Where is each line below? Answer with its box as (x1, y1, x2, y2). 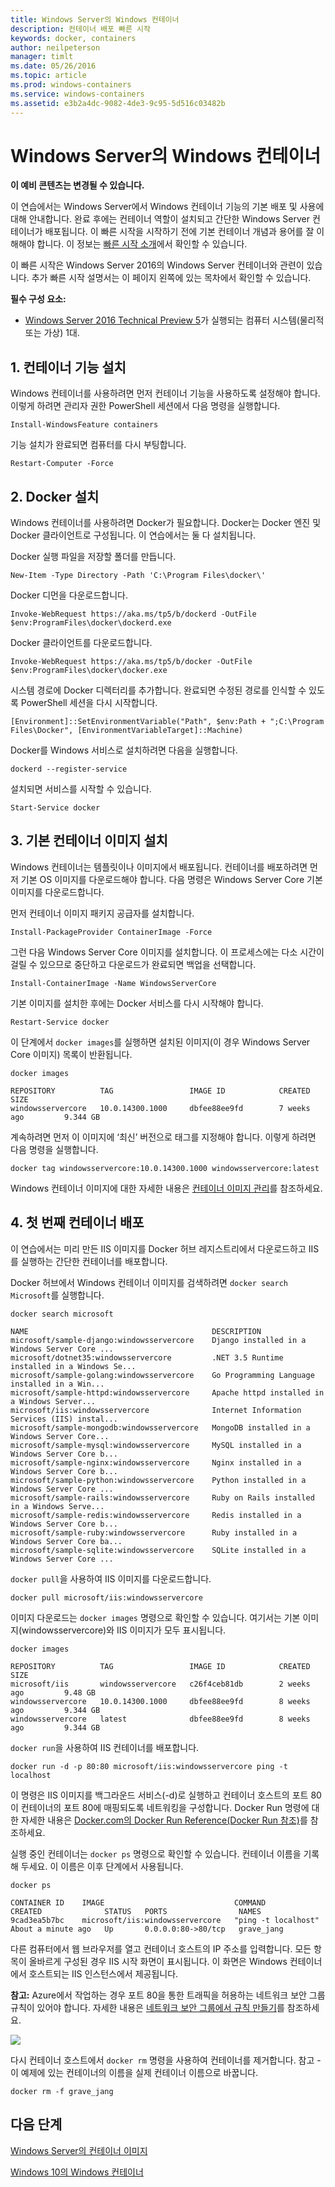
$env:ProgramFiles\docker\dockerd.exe (10, 618, 172, 628)
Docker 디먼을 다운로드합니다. (10, 589, 129, 601)
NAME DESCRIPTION (10, 1326, 262, 1336)
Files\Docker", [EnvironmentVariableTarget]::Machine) (10, 726, 244, 736)
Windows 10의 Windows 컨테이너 (10, 2166, 144, 2178)
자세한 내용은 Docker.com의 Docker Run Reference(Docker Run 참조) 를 (20, 1814, 308, 1826)
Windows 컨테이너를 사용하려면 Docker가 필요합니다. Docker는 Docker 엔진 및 (10, 517, 322, 529)
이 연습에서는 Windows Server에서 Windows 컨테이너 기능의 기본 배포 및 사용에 (10, 201, 325, 213)
